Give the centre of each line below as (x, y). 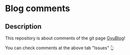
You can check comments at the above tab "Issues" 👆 (59, 48)
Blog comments (38, 9)
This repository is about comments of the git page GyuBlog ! (65, 38)
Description (23, 27)
